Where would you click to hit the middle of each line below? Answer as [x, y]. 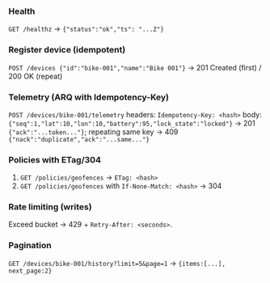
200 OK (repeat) [36, 76]
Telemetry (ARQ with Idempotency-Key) [89, 97]
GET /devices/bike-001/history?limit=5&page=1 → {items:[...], [117, 263]
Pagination [30, 246]
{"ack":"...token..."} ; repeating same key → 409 [93, 132]
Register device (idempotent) [67, 50]
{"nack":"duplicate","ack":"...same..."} [79, 139]
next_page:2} [30, 271]
